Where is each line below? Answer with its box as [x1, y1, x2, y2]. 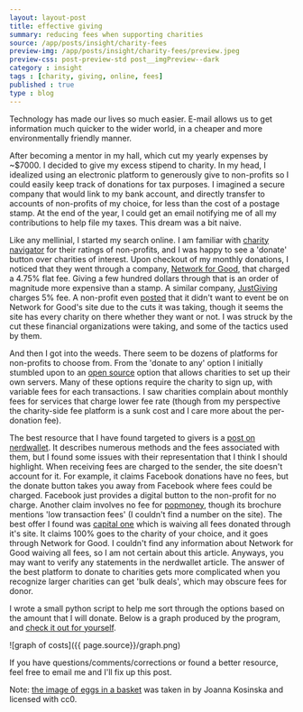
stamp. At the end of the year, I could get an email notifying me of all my [9, 207, 277, 218]
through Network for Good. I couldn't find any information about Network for [9, 537, 294, 548]
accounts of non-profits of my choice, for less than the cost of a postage [9, 197, 280, 208]
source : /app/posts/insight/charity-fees [9, 38, 168, 48]
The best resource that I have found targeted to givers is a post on [9, 432, 255, 443]
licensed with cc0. [9, 693, 78, 704]
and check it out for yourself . [9, 622, 117, 633]
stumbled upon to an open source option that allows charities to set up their [9, 367, 291, 378]
